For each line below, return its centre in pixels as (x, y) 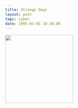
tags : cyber (17, 19)
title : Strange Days (26, 10)
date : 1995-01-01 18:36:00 (33, 24)
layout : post (19, 14)
